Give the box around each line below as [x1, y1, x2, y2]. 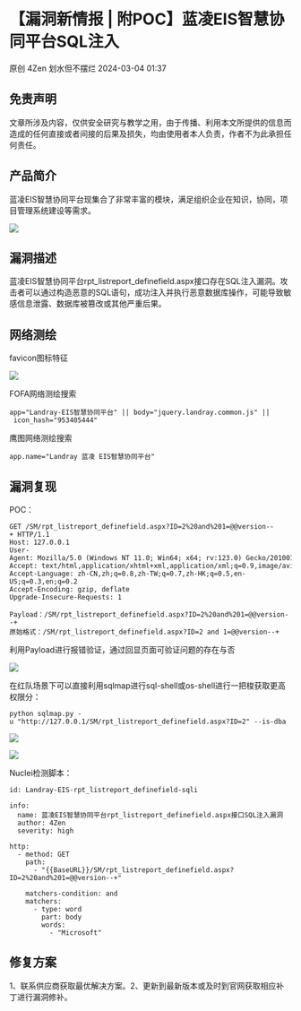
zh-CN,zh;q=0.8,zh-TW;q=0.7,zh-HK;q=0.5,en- [77, 569, 246, 578]
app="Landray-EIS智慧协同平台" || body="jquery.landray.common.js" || [9, 408, 271, 418]
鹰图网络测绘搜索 [9, 433, 73, 444]
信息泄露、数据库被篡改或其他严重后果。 [16, 298, 167, 309]
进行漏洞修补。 [16, 991, 73, 1002]
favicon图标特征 [9, 352, 69, 364]
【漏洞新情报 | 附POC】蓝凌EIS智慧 [9, 9, 270, 30]
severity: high [17, 826, 74, 835]
